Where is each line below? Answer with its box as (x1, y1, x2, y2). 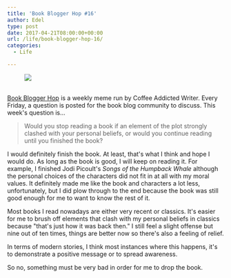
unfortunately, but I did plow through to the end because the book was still (7, 186, 219, 195)
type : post (7, 23, 39, 30)
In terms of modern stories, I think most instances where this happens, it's (7, 242, 218, 250)
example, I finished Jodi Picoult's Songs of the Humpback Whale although (7, 164, 219, 172)
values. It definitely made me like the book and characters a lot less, (7, 179, 201, 187)
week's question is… (7, 108, 66, 117)
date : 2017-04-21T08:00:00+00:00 (7, 29, 103, 37)
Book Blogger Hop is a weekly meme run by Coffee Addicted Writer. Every (7, 94, 219, 102)
